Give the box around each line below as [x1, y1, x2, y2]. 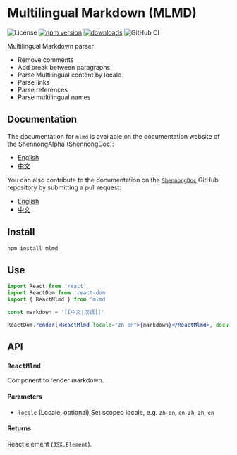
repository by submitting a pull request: [7, 183, 122, 192]
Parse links [17, 77, 50, 86]
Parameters [7, 392, 42, 401]
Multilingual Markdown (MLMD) [7, 5, 197, 21]
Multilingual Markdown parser [7, 42, 95, 50]
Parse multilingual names [17, 93, 91, 101]
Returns [7, 424, 32, 432]
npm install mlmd [7, 244, 59, 251]
